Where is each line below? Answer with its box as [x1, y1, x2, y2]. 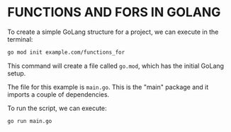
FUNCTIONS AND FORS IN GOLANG [7, 4, 221, 20]
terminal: [7, 35, 33, 43]
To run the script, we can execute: [7, 104, 108, 112]
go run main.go [7, 117, 52, 124]
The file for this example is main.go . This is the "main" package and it [7, 83, 209, 91]
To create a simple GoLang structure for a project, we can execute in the [7, 28, 219, 36]
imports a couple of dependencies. [7, 90, 110, 99]
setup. [7, 68, 26, 78]
